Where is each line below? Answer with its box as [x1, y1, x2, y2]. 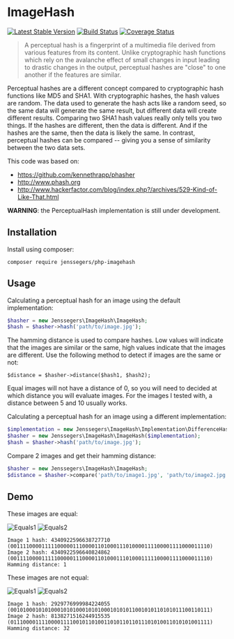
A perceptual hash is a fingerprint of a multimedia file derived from [24, 41, 216, 49]
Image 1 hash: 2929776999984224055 [7, 600, 111, 608]
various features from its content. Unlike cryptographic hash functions [24, 48, 226, 57]
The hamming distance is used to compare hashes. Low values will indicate [7, 336, 224, 344]
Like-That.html [17, 193, 59, 201]
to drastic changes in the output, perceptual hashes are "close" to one [24, 63, 226, 71]
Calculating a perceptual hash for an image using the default [7, 296, 181, 304]
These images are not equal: [7, 573, 89, 582]
